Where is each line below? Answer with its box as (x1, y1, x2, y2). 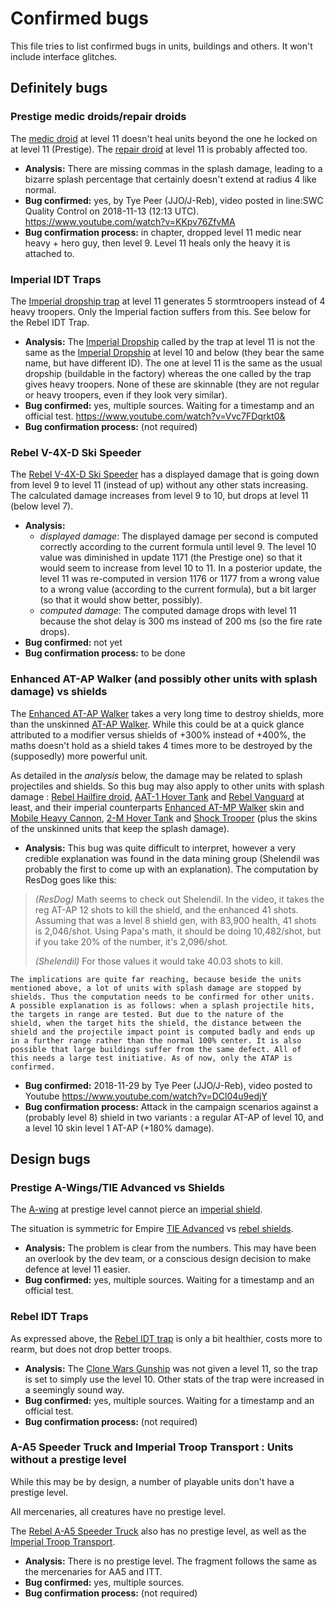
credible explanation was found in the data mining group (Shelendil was (24, 852, 320, 864)
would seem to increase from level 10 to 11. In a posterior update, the (39, 562, 323, 574)
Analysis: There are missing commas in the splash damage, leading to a (24, 162, 323, 174)
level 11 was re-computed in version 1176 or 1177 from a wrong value (39, 573, 320, 585)
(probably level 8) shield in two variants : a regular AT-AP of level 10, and (24, 1111, 324, 1123)
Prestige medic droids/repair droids (10, 110, 187, 124)
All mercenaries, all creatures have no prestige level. (10, 1505, 227, 1517)
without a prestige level (10, 1453, 127, 1467)
